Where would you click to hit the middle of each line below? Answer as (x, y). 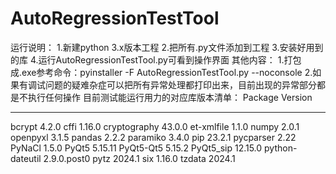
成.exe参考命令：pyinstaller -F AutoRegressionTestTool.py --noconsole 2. (161, 72)
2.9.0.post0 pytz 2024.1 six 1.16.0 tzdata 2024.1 (139, 158)
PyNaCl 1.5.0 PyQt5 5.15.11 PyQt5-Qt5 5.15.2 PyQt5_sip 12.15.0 (136, 148)
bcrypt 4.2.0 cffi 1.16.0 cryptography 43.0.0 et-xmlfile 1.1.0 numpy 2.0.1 (155, 126)
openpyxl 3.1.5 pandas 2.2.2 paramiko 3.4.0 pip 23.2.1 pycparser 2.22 (153, 137)
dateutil (26, 158)
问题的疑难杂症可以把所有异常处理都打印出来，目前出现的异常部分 (180, 84)
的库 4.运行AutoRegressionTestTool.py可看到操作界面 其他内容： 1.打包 (156, 59)
